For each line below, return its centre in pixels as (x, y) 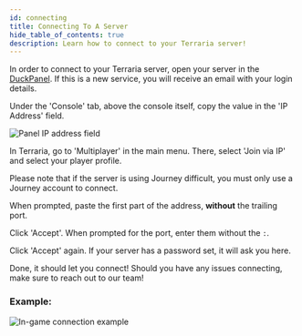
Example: (31, 301)
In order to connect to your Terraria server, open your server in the (135, 69)
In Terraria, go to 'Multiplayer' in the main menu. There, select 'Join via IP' (147, 151)
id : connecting (38, 18)
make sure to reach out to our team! (77, 278)
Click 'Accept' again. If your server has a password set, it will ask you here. (151, 250)
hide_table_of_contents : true (67, 35)
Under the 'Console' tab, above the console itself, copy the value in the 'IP (149, 107)
